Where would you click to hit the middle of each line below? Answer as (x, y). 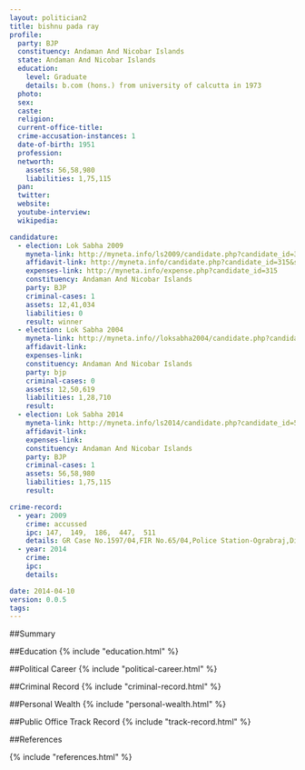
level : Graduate (57, 77)
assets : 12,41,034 (60, 305)
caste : (30, 111)
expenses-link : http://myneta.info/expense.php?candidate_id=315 (152, 271)
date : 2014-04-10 (42, 591)
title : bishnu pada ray (54, 26)
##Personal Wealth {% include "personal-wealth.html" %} (118, 705)
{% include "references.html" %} (71, 757)
